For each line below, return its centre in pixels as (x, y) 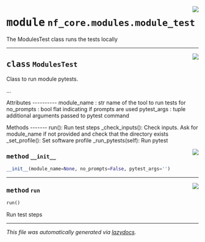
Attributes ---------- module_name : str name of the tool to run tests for (96, 102)
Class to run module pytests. (42, 79)
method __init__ (31, 156)
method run (23, 190)
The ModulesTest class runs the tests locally (62, 39)
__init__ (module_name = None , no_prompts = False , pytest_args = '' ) (88, 169)
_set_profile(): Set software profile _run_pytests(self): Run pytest (87, 140)
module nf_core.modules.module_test (101, 23)
